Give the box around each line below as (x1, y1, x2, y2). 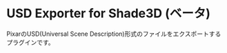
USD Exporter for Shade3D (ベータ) (6, 6, 211, 21)
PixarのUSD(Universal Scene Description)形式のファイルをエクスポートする (6, 30, 221, 38)
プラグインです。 (6, 38, 55, 46)
